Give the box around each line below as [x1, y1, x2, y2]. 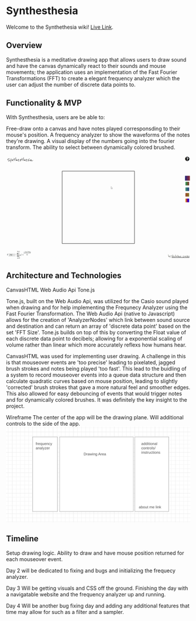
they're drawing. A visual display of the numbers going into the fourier [6, 137, 175, 144]
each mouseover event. [6, 555, 63, 562]
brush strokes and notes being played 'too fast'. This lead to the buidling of [6, 365, 187, 372]
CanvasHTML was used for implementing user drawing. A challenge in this [6, 352, 186, 359]
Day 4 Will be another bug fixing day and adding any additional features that [6, 602, 190, 609]
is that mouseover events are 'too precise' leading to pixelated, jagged [6, 359, 176, 366]
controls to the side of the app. [6, 420, 81, 427]
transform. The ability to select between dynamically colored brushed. [6, 144, 176, 151]
